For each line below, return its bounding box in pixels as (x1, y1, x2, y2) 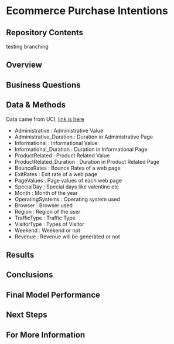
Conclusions (6, 270, 53, 280)
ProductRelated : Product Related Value (14, 151, 110, 159)
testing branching (6, 43, 49, 50)
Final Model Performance (6, 289, 101, 300)
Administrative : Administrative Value (14, 127, 104, 134)
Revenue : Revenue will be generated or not (14, 233, 120, 240)
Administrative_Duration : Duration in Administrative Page (14, 133, 153, 140)
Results (6, 249, 35, 259)
